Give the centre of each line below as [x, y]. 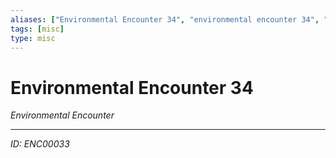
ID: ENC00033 [40, 144]
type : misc [33, 38]
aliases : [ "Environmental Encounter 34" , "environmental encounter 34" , [165, 19]
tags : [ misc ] [37, 29]
